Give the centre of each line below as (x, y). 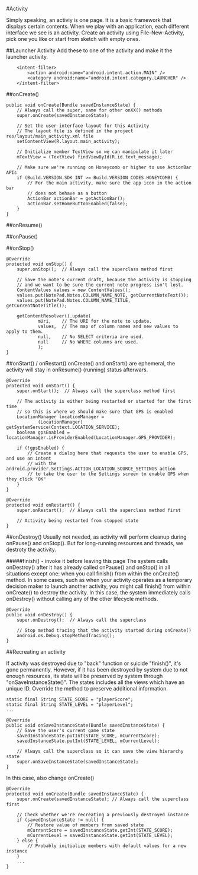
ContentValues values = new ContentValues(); (74, 290)
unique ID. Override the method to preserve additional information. (87, 688)
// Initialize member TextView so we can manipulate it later (95, 152)
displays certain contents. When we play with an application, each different (98, 26)
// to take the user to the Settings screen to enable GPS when (108, 474)
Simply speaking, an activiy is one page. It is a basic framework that (89, 20)
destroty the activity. (31, 549)
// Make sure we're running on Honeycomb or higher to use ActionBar (104, 167)
